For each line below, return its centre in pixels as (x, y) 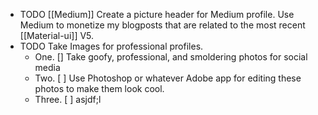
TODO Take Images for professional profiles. (111, 46)
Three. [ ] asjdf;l (68, 99)
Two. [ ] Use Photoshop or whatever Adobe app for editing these (168, 78)
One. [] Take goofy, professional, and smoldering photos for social (171, 57)
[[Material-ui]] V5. (57, 35)
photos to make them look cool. (99, 88)
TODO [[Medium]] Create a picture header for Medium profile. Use (157, 14)
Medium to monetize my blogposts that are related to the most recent (162, 25)
